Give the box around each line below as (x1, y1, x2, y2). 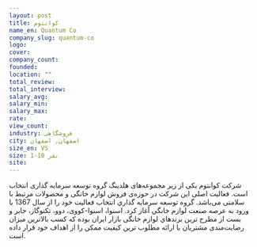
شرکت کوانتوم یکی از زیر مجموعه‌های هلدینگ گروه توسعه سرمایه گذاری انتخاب (9, 180, 242, 190)
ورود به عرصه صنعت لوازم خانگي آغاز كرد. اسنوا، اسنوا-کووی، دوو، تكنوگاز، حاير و (9, 206, 250, 215)
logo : (9, 41, 27, 49)
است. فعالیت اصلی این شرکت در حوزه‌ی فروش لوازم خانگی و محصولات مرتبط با (9, 189, 248, 199)
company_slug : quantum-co (9, 33, 94, 42)
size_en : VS (9, 144, 48, 152)
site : (9, 159, 27, 167)
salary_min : (9, 100, 48, 108)
